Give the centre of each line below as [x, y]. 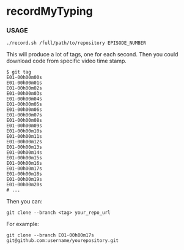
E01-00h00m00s [24, 78]
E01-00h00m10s [24, 131]
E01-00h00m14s [24, 153]
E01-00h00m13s [24, 147]
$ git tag [19, 72]
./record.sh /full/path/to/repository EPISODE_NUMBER [76, 43]
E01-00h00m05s [24, 104]
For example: [23, 224]
